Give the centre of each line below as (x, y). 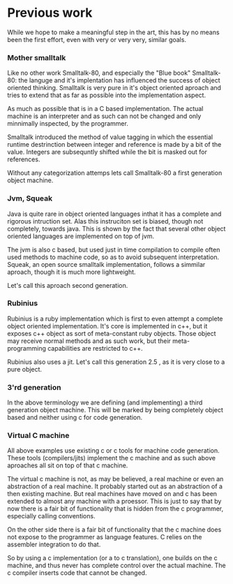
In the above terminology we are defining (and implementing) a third (105, 402)
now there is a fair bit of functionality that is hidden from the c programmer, (115, 509)
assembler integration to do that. (54, 545)
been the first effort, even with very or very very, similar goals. (97, 39)
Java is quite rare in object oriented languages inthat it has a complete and (114, 214)
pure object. (25, 369)
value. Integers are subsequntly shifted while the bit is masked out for (107, 152)
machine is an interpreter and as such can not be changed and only (104, 116)
